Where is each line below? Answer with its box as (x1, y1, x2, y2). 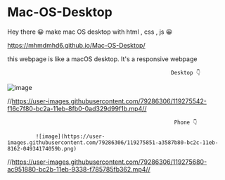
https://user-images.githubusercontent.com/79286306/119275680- (11, 157, 207, 166)
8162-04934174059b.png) (7, 145, 77, 152)
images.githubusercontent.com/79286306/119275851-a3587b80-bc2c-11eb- (7, 139, 219, 146)
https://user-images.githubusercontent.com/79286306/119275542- (11, 96, 207, 105)
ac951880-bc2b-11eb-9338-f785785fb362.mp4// (7, 165, 151, 173)
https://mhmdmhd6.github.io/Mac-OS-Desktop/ (7, 41, 146, 49)
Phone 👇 (174, 119, 198, 126)
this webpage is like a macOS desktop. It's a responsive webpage (7, 54, 198, 63)
